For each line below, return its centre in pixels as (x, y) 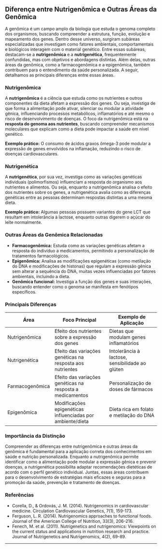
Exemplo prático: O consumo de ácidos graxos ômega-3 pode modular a (78, 143)
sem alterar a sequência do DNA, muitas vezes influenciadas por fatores (84, 271)
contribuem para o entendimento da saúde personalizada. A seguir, (72, 70)
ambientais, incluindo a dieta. (41, 276)
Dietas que (121, 331)
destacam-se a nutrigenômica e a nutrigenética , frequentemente (71, 54)
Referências (20, 495)
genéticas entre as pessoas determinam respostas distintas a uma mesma (79, 198)
